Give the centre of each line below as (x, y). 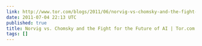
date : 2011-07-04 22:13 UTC (41, 17)
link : (13, 12)
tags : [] (17, 34)
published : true (26, 23)
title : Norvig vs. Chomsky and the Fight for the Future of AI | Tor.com (101, 28)
